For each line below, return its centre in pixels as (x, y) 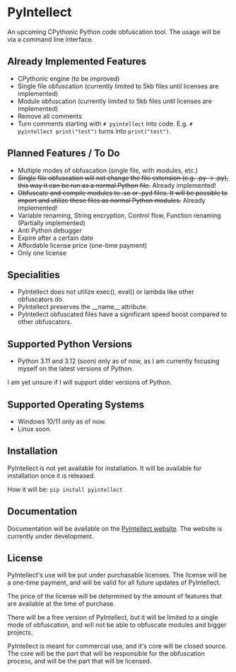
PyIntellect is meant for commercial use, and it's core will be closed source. (117, 646)
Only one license (42, 253)
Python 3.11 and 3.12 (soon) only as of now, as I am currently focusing (118, 361)
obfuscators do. (41, 299)
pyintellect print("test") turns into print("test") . (94, 131)
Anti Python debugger (50, 230)
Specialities (34, 275)
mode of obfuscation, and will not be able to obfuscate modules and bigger (117, 625)
